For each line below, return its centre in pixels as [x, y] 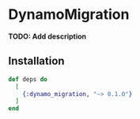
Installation [36, 61]
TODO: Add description [47, 36]
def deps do [28, 79]
